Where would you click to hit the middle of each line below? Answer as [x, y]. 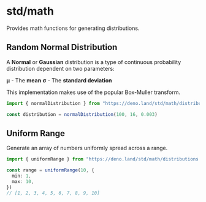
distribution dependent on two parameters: [60, 68]
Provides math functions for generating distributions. [73, 28]
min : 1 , [22, 176]
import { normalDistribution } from [53, 103]
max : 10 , [23, 181]
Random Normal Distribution [62, 47]
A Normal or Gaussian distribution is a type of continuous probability [94, 62]
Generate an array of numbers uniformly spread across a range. [87, 148]
